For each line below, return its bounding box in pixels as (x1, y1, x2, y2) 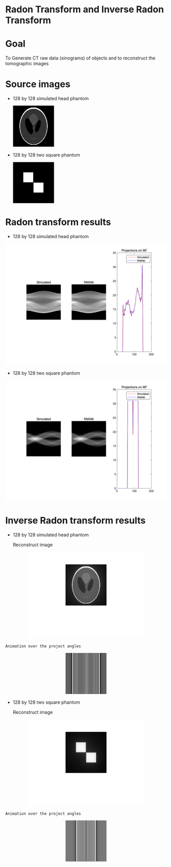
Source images (5, 79, 71, 90)
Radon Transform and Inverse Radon (5, 4, 164, 15)
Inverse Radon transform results (5, 515, 146, 527)
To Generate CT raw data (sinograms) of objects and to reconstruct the (5, 55, 156, 61)
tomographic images (5, 61, 49, 67)
